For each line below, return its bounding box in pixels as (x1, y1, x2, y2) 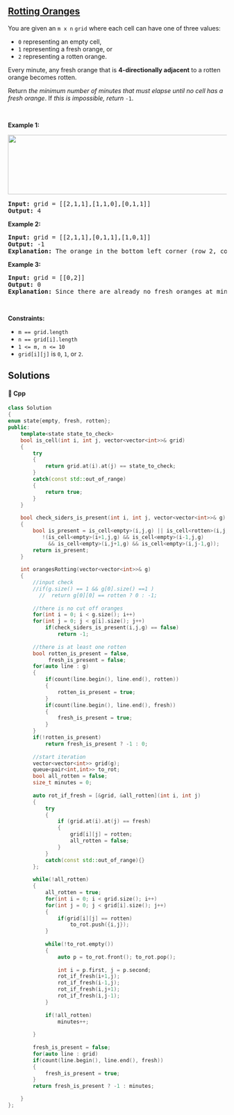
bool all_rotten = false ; (33, 773, 108, 780)
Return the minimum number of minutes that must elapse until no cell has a (8, 86, 224, 94)
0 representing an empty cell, (17, 38, 102, 46)
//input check (33, 579, 74, 586)
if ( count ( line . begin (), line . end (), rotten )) (44, 676, 179, 683)
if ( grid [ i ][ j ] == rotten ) (57, 915, 133, 922)
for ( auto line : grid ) (33, 1050, 99, 1057)
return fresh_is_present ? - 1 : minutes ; (33, 1083, 155, 1090)
